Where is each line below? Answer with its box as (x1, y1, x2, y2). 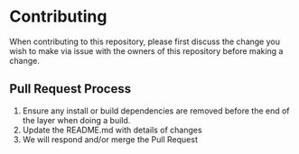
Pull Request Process (9, 81, 132, 96)
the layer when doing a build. (22, 114, 131, 125)
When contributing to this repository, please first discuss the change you (9, 36, 280, 47)
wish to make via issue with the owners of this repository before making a (9, 45, 284, 56)
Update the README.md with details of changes (22, 124, 202, 135)
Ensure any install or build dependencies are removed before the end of (22, 105, 291, 116)
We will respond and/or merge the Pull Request (22, 133, 199, 145)
